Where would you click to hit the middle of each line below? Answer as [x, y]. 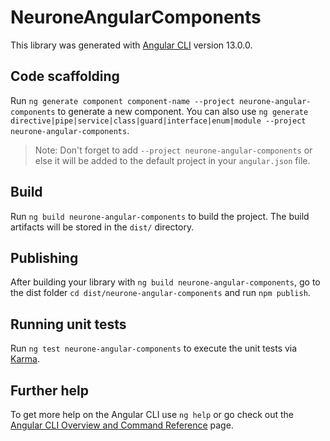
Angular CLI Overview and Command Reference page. [122, 425]
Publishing [44, 257]
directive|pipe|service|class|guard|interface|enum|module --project [158, 121]
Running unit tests [68, 324]
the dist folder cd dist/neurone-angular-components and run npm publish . [160, 293]
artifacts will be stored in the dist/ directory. [102, 227]
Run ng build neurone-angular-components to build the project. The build [160, 216]
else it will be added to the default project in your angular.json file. [172, 160]
